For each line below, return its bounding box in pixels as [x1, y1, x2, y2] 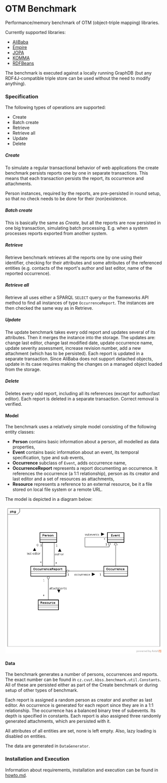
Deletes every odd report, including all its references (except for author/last [5, 391, 160, 397]
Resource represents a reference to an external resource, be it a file [12, 481, 153, 487]
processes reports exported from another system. [5, 231, 108, 237]
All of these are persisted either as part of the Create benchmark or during [5, 682, 158, 688]
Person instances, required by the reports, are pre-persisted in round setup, [5, 191, 161, 197]
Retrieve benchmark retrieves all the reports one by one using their [5, 255, 143, 261]
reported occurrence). [5, 271, 51, 277]
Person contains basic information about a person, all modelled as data [12, 439, 160, 445]
